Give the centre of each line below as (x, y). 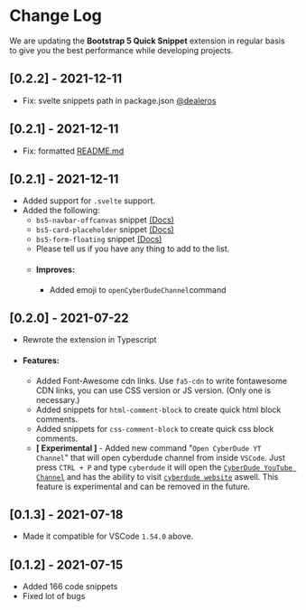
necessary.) (58, 399)
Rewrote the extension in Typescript (89, 340)
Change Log (56, 16)
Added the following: (61, 211)
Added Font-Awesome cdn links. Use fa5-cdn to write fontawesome (161, 380)
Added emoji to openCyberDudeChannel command (138, 289)
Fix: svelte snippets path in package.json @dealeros (119, 100)
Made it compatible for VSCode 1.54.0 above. (108, 536)
